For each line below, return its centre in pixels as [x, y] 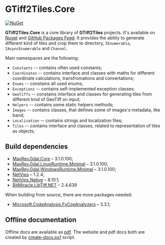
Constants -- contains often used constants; [57, 68]
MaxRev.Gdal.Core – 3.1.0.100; [43, 159]
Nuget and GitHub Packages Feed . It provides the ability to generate [75, 38]
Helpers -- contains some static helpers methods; [63, 104]
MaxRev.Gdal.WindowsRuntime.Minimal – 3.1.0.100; [64, 169]
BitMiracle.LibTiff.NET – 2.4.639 [45, 185]
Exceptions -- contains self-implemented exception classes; [74, 88]
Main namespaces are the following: [42, 58]
